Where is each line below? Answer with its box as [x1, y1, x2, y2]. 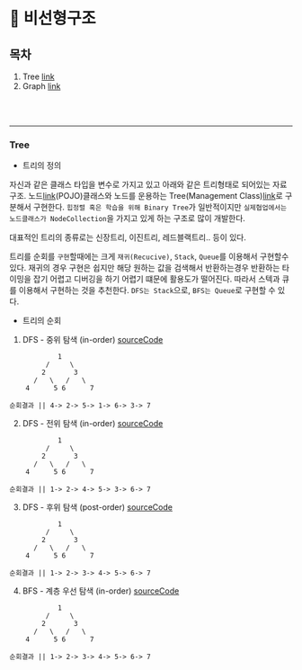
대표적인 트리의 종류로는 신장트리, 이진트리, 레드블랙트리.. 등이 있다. [9, 232, 247, 243]
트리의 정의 [22, 160, 62, 171]
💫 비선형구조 [9, 8, 96, 29]
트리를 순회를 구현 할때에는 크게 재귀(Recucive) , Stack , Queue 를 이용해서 [9, 251, 258, 262]
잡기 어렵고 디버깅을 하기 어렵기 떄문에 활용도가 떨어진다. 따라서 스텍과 [32, 273, 280, 284]
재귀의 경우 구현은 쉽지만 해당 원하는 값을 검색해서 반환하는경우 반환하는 [28, 263, 280, 273]
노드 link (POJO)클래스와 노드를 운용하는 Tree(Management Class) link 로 [28, 191, 283, 201]
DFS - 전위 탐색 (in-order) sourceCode [22, 418, 164, 429]
